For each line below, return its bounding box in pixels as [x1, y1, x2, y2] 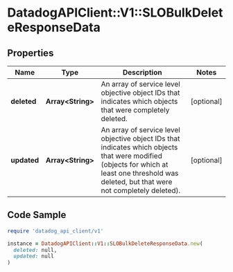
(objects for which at [101, 160, 169, 169]
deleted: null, [13, 246, 58, 253]
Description [122, 68, 162, 77]
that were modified [101, 151, 163, 161]
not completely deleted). [101, 185, 181, 195]
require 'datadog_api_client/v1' [7, 227, 104, 235]
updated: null [13, 253, 54, 260]
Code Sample [7, 209, 67, 221]
